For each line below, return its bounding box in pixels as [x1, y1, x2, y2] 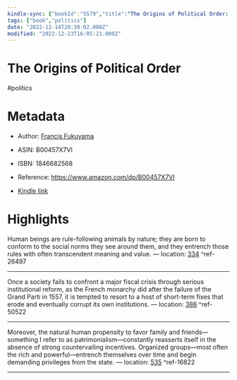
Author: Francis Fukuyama [17, 132, 95, 141]
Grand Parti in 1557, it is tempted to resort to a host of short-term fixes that [7, 292, 224, 301]
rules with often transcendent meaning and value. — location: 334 [7, 250, 200, 259]
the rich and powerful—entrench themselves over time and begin [7, 350, 197, 359]
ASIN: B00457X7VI [17, 146, 73, 154]
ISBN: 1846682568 [17, 160, 73, 168]
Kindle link [17, 186, 48, 195]
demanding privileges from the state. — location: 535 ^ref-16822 [7, 358, 195, 367]
